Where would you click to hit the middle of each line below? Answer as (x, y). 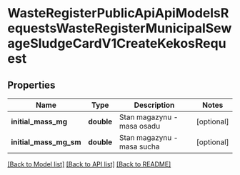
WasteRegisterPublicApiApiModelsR (118, 13)
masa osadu (140, 126)
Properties (31, 85)
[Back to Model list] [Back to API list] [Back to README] (89, 164)
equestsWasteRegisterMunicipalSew (120, 28)
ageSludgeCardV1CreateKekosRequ (117, 44)
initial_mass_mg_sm (46, 142)
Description (154, 105)
